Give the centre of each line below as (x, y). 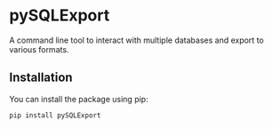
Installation (41, 78)
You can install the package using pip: (79, 99)
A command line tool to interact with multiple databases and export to (136, 40)
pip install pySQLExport (55, 115)
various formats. (39, 49)
